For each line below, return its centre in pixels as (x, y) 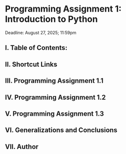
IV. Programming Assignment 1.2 (55, 97)
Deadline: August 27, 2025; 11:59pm (41, 32)
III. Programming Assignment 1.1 (54, 81)
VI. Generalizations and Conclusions (61, 130)
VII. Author (22, 146)
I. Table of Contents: (36, 48)
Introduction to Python (51, 19)
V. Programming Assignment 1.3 (55, 114)
